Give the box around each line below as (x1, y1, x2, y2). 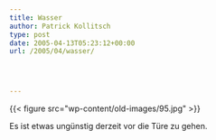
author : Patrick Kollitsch (9, 22, 111, 31)
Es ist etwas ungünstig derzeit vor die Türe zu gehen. (9, 121, 208, 132)
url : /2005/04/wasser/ (9, 47, 95, 56)
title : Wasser (9, 13, 63, 23)
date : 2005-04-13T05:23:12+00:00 (9, 38, 136, 48)
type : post (9, 30, 51, 39)
